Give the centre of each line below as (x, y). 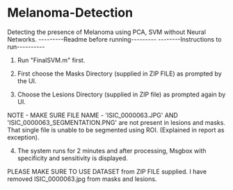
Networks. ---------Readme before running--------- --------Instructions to (114, 39)
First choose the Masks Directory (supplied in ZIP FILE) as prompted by (120, 74)
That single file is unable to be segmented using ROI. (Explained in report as (116, 130)
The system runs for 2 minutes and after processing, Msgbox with (112, 150)
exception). (23, 137)
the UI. (27, 80)
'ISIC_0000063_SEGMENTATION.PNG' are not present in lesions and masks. (116, 122)
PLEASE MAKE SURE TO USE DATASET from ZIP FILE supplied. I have (107, 171)
